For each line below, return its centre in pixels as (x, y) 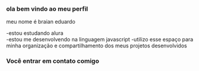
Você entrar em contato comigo (53, 61)
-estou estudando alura (35, 33)
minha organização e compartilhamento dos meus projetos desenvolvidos (97, 46)
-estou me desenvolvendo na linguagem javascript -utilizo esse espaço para (100, 40)
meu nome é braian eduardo (41, 22)
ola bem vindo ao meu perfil (47, 9)
